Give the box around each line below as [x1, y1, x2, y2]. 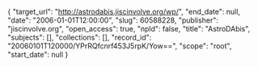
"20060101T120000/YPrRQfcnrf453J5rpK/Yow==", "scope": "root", [7, 41, 232, 51]
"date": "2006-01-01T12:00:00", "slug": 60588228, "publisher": [7, 15, 219, 25]
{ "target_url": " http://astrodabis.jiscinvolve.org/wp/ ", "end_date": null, [7, 7, 240, 16]
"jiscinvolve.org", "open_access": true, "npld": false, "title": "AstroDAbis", [7, 24, 251, 33]
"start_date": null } [7, 50, 69, 59]
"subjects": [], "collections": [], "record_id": [7, 32, 152, 42]
